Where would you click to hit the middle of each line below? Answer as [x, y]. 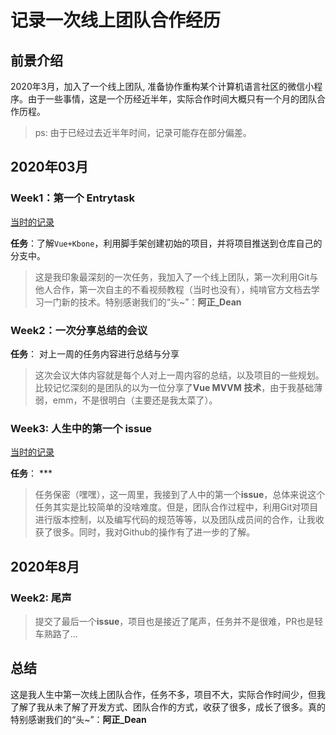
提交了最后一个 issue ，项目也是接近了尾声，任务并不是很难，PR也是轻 [179, 621]
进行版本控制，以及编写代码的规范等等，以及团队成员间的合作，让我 [175, 520]
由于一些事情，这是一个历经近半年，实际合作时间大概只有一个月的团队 [172, 99]
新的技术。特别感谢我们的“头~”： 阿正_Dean [151, 302]
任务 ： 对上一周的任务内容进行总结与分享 [95, 353]
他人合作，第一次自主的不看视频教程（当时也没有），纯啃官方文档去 [173, 289]
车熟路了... [56, 633]
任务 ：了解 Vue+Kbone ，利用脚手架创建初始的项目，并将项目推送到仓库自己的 [166, 243]
